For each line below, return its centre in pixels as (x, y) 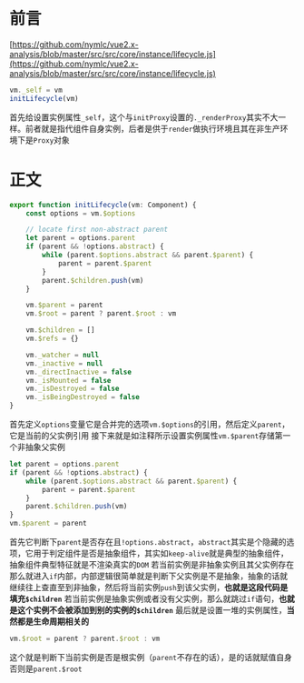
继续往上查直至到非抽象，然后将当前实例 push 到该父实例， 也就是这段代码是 (149, 587)
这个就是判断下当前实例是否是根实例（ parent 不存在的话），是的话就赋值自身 (151, 657)
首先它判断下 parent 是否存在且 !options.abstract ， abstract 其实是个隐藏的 (148, 542)
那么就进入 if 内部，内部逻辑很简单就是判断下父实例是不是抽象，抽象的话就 (149, 576)
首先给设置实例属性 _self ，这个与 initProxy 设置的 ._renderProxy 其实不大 (144, 117)
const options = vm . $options (81, 213)
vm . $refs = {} (52, 338)
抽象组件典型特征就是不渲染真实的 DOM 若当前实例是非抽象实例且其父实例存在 (152, 564)
